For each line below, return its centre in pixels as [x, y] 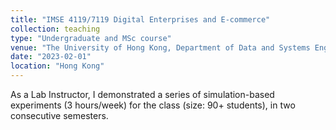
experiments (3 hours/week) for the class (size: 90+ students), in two [153, 105]
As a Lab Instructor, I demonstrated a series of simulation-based [142, 94]
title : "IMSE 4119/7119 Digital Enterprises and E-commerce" [140, 19]
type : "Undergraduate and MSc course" [91, 38]
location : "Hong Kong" [57, 66]
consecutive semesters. [59, 115]
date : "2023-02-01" [51, 57]
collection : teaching [55, 29]
